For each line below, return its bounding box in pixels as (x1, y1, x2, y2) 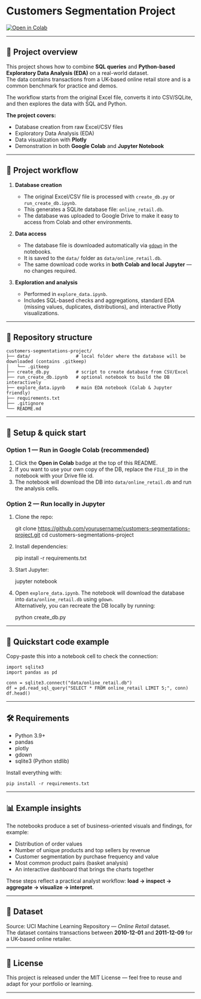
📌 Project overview (6, 47, 78, 58)
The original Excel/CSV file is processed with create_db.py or (23, 193, 175, 200)
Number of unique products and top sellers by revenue (14, 846, 151, 853)
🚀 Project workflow (6, 165, 79, 176)
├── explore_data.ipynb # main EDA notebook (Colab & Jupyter (6, 385, 172, 391)
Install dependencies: (14, 543, 68, 550)
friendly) (6, 390, 31, 396)
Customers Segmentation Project (6, 4, 176, 18)
